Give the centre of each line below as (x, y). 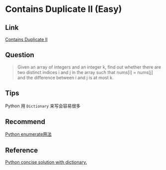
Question (20, 55)
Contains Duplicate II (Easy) (64, 9)
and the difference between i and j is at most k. (65, 78)
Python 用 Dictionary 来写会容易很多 (43, 106)
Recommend (25, 122)
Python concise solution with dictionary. (46, 162)
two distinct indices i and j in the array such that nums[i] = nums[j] (85, 72)
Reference (22, 150)
